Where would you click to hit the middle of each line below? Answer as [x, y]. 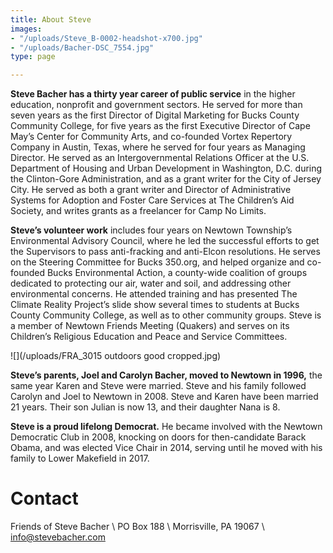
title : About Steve [51, 19]
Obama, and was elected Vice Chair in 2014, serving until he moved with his [166, 448]
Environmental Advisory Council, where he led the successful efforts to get [165, 241]
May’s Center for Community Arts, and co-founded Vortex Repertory [151, 137]
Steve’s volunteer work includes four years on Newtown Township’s [151, 230]
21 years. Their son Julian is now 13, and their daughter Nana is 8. [145, 407]
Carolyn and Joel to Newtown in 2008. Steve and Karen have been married [164, 397]
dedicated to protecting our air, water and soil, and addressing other [151, 283]
